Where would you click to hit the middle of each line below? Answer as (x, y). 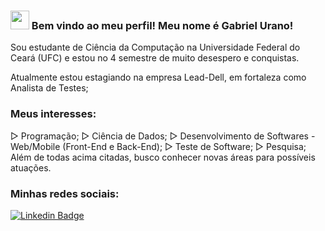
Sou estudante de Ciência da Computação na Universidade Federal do (155, 47)
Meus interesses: (53, 114)
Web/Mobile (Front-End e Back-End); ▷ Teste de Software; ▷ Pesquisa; (158, 146)
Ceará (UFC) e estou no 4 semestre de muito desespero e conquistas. (155, 58)
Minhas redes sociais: (65, 193)
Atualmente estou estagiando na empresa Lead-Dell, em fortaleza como (158, 77)
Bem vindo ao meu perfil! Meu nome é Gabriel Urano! (162, 25)
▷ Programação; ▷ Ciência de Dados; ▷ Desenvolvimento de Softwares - (163, 136)
